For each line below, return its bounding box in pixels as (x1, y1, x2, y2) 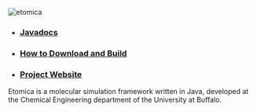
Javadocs (19, 27, 58, 38)
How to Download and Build (19, 48, 127, 59)
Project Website (19, 69, 83, 80)
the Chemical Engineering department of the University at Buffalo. (8, 95, 222, 105)
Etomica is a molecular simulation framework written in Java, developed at (8, 87, 249, 96)
